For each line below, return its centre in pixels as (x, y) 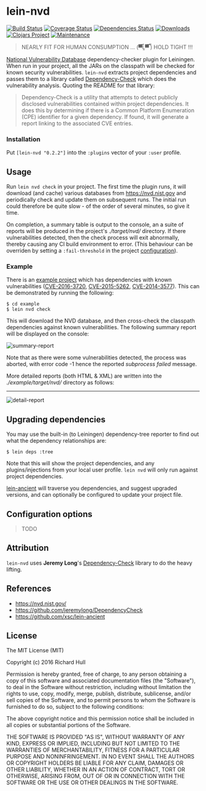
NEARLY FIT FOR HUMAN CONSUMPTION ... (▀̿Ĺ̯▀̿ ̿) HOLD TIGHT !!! (107, 47)
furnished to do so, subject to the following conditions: (75, 707)
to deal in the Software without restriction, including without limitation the (99, 687)
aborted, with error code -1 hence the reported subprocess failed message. (102, 364)
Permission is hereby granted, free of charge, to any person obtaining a (97, 674)
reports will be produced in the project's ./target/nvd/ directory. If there (96, 231)
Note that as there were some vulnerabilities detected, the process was (97, 357)
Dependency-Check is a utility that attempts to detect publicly (100, 97)
